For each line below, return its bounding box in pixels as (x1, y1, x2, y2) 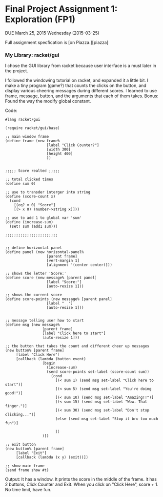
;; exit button (5, 442, 36, 447)
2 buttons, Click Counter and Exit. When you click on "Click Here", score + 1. (5, 481, 159, 487)
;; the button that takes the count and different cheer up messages (5, 344, 150, 349)
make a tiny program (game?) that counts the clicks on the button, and (5, 83, 146, 88)
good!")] (5, 391, 23, 396)
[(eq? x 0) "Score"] (14, 203, 56, 208)
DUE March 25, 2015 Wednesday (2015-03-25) (5, 30, 100, 36)
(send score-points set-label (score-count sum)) (46, 369, 150, 374)
